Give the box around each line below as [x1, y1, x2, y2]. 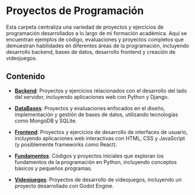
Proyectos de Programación [6, 4, 144, 18]
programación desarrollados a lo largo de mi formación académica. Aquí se [6, 29, 187, 36]
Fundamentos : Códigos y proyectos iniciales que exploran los [14, 152, 165, 159]
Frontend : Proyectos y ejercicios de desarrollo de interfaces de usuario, [14, 128, 188, 135]
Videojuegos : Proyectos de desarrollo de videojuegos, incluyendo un [14, 176, 182, 183]
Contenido [6, 71, 46, 81]
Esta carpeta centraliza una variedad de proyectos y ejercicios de [6, 23, 164, 30]
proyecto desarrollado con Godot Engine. [14, 182, 114, 189]
